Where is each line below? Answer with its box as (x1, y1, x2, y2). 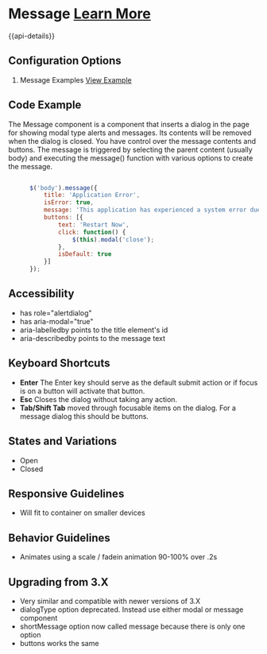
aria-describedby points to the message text (19, 333, 165, 342)
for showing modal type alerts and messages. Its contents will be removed (8, 128, 252, 137)
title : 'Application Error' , (43, 192, 141, 199)
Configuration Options (8, 54, 122, 68)
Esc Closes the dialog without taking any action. (19, 394, 177, 404)
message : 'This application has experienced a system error (43, 206, 247, 215)
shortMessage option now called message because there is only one (19, 621, 246, 631)
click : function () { (58, 228, 126, 236)
